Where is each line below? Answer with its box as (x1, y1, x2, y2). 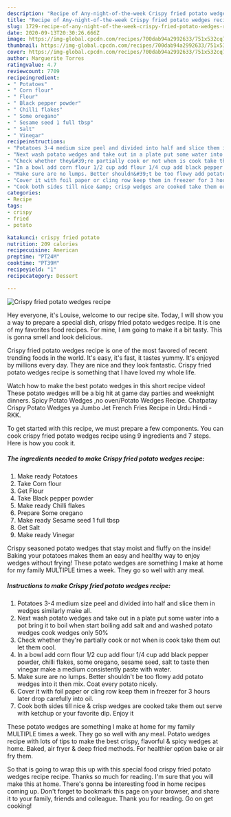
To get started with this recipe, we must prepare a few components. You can (7, 424, 224, 432)
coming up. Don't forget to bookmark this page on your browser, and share (7, 787, 220, 795)
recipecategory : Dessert (7, 272, 78, 279)
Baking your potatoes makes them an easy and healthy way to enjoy (7, 551, 201, 559)
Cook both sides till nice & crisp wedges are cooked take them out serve (16, 701, 223, 710)
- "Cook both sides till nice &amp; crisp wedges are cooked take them (7, 183, 217, 190)
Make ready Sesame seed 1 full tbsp (16, 516, 120, 524)
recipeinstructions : (7, 139, 67, 145)
